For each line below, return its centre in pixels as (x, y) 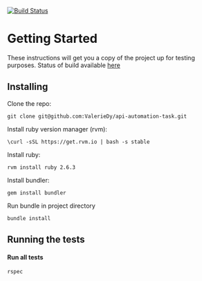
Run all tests (25, 257)
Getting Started (53, 39)
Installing (28, 87)
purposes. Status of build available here (64, 65)
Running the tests (46, 240)
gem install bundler (37, 193)
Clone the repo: (29, 103)
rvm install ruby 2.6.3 (42, 167)
